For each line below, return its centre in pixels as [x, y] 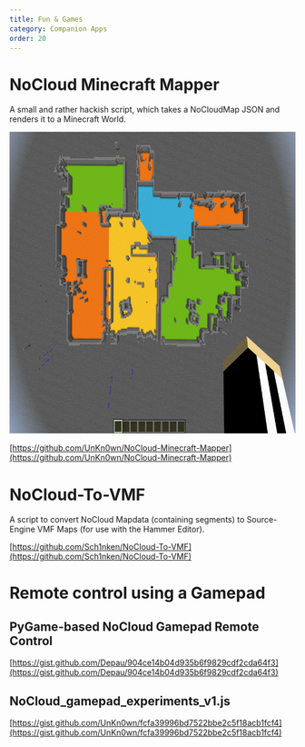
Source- [262, 520]
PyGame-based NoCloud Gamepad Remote [134, 627]
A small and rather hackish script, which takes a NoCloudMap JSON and [145, 110]
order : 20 [28, 38]
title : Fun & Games [46, 19]
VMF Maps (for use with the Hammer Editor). [121, 529]
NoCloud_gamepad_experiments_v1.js [120, 701]
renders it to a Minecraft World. [68, 119]
